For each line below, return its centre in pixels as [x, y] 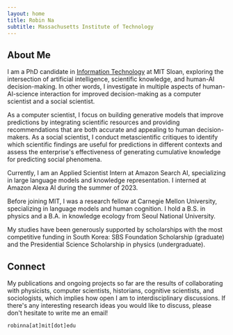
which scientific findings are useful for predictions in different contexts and [115, 144]
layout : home [26, 14]
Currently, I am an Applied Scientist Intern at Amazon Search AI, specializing [116, 173]
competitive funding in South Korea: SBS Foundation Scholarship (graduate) [116, 237]
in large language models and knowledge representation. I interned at [107, 180]
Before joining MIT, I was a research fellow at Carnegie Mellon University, [112, 201]
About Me [29, 55]
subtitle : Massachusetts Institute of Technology [81, 27]
